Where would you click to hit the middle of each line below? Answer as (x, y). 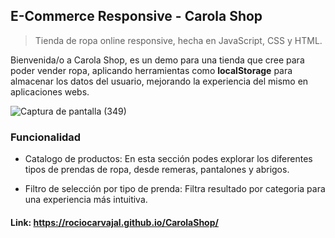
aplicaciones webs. (50, 91)
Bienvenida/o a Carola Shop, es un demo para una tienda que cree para (157, 60)
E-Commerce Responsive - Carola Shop (136, 16)
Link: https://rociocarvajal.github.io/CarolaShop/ (114, 222)
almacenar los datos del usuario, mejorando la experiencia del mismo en (159, 81)
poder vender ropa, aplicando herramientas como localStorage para (151, 70)
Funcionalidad (46, 137)
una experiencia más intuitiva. (86, 200)
